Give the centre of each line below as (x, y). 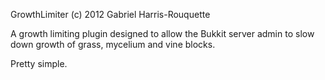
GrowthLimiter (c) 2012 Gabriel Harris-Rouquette (110, 14)
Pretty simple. (39, 63)
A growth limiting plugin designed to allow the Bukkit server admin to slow (162, 33)
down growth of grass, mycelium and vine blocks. (113, 44)
